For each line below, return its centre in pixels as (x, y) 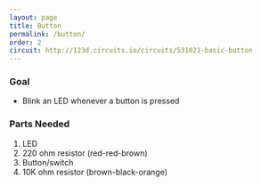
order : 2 (25, 42)
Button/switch (48, 162)
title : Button (36, 26)
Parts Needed (40, 124)
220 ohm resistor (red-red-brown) (85, 153)
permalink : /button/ (48, 34)
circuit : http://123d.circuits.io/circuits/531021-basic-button (131, 51)
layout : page (33, 17)
